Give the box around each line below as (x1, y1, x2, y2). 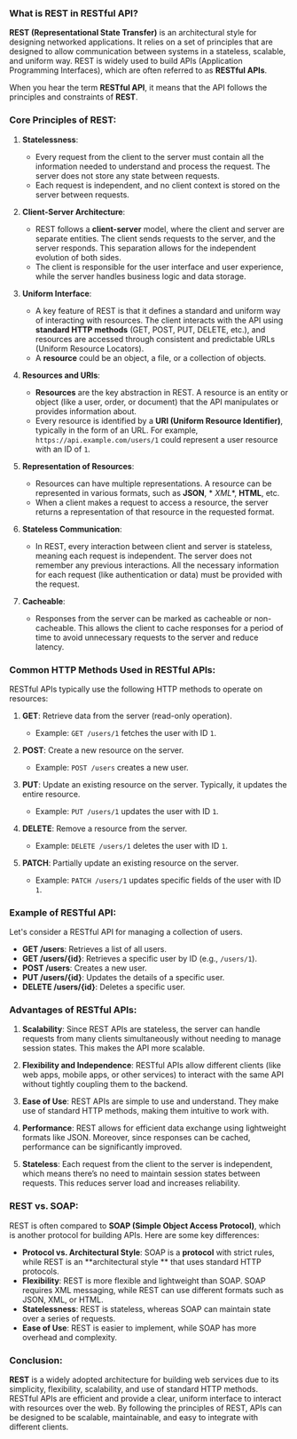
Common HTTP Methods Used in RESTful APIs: (9, 663, 215, 676)
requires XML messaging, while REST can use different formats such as (21, 1284, 284, 1295)
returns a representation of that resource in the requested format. (35, 506, 275, 517)
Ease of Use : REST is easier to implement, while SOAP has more (21, 1323, 257, 1333)
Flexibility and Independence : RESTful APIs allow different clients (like (21, 1060, 282, 1071)
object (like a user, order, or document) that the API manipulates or (35, 396, 279, 407)
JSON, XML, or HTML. (21, 1294, 104, 1305)
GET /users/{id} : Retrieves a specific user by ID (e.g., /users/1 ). (21, 954, 257, 964)
